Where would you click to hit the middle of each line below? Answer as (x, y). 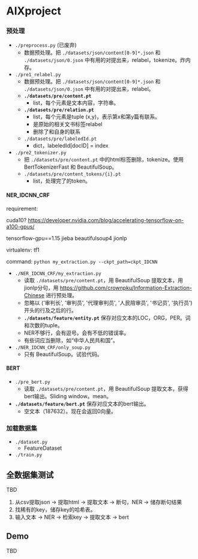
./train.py (28, 455)
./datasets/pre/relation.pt (59, 110)
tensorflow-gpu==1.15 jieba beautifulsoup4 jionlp (67, 238)
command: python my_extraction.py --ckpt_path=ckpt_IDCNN (82, 261)
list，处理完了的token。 (62, 181)
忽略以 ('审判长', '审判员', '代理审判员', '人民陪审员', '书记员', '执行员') (108, 303)
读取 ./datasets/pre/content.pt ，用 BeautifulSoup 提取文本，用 (103, 280)
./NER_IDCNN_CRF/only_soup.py (53, 347)
